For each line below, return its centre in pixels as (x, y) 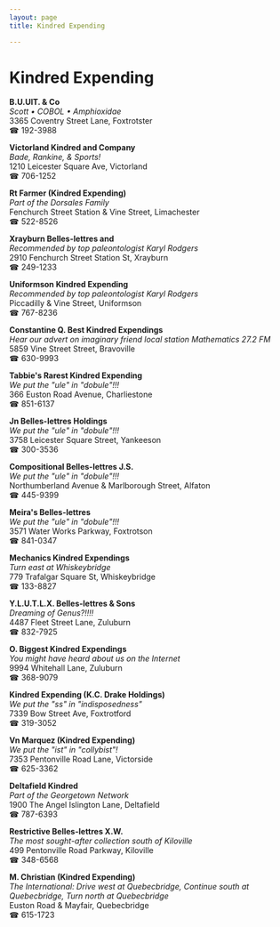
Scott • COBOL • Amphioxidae (65, 111)
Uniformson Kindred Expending (69, 285)
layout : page (33, 17)
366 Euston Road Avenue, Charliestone (81, 395)
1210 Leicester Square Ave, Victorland (79, 166)
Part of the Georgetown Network (69, 795)
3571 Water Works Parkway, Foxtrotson (81, 531)
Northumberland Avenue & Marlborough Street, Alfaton (110, 486)
